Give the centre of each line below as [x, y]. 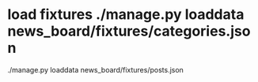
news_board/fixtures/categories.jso [129, 31]
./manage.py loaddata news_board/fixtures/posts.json [95, 69]
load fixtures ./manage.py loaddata [126, 15]
